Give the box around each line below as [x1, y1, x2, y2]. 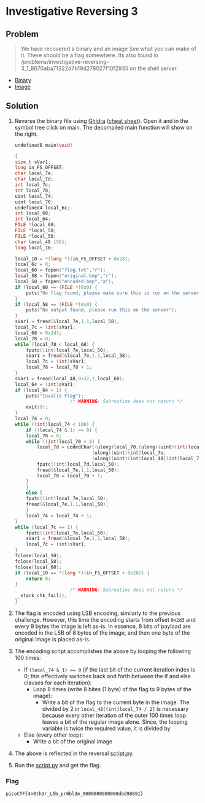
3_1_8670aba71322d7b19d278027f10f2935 [20, 65, 129, 72]
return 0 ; [26, 576, 51, 582]
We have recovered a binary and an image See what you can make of [20, 45, 197, 52]
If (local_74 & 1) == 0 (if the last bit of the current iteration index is [23, 665, 196, 673]
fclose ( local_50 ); [14, 553, 62, 559]
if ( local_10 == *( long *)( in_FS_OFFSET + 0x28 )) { [14, 570, 150, 576]
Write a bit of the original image [33, 737, 113, 745]
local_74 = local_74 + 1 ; [26, 512, 93, 519]
